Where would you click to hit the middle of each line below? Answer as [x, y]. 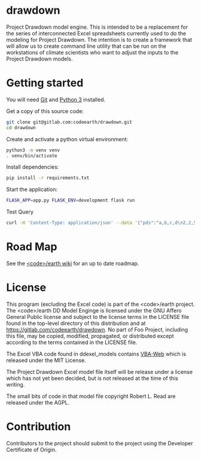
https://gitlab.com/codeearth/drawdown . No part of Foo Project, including [97, 329]
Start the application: [32, 190]
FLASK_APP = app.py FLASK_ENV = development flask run [71, 200]
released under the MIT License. [46, 360]
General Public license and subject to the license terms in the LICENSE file [98, 317]
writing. [16, 384]
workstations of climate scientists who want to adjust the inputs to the [92, 52]
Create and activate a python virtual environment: [67, 139]
